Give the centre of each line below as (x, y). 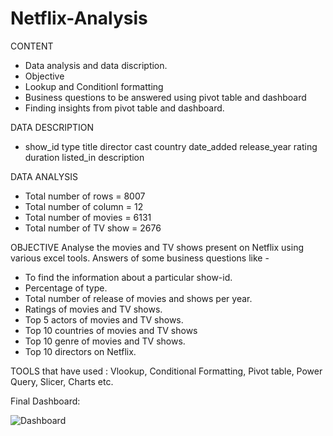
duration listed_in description (84, 157)
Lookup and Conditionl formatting (94, 86)
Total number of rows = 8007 (85, 196)
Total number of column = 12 (84, 206)
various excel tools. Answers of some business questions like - (140, 258)
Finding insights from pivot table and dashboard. (124, 108)
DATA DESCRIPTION (52, 127)
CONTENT (32, 46)
